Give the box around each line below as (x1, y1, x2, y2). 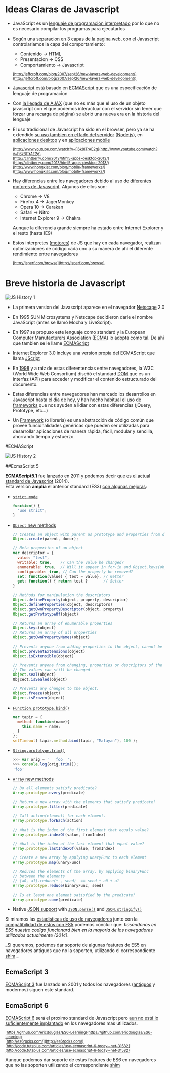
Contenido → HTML (20, 51, 62, 57)
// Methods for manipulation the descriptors (12, 593, 110, 598)
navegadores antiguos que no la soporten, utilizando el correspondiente (5, 947, 156, 954)
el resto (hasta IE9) (12, 230, 52, 236)
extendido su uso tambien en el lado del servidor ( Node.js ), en (12, 131, 143, 138)
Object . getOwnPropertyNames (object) (12, 635, 90, 640)
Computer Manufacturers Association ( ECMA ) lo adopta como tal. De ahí (12, 334, 164, 341)
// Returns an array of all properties (12, 630, 97, 635)
